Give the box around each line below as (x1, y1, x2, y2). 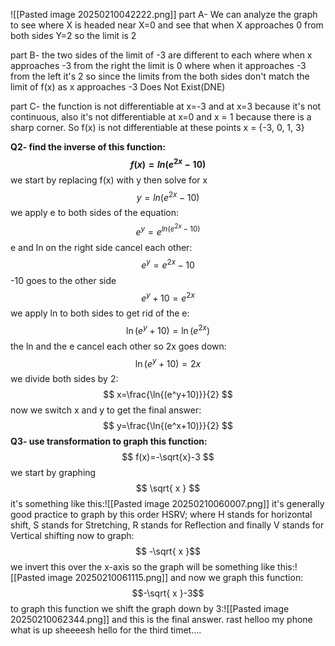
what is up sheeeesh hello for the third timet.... (10, 624, 202, 636)
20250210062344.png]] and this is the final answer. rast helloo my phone (10, 614, 313, 626)
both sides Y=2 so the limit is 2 (10, 30, 137, 41)
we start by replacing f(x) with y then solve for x (10, 174, 208, 186)
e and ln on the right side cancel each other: (10, 241, 193, 253)
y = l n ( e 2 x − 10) (136, 189, 200, 203)
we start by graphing (10, 467, 97, 479)
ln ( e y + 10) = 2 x (134, 355, 202, 369)
